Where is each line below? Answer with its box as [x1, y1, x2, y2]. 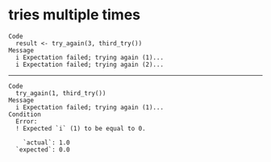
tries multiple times [8, 6, 141, 24]
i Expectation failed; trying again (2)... [15, 60, 164, 69]
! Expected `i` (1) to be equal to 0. [15, 124, 147, 132]
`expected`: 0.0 [15, 145, 70, 154]
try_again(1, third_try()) [15, 89, 106, 98]
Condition [8, 110, 42, 118]
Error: [15, 117, 38, 126]
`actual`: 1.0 [23, 139, 70, 147]
